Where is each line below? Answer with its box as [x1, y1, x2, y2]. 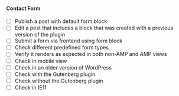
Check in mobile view [14, 57, 67, 64]
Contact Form [6, 5, 41, 12]
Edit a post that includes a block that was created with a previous [14, 24, 174, 32]
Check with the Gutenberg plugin [14, 71, 96, 78]
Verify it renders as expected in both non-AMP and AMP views [14, 51, 167, 58]
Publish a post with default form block [14, 18, 108, 25]
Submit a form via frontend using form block [14, 37, 123, 44]
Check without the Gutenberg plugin [14, 77, 103, 84]
